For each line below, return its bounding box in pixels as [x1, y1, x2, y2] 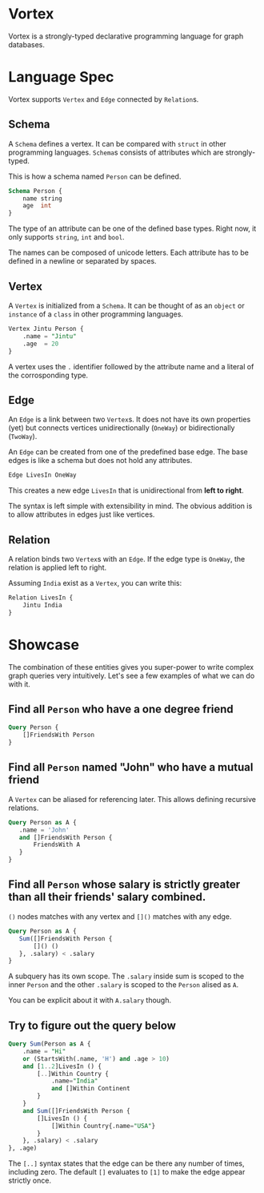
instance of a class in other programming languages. [8, 309, 184, 319]
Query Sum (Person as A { [8, 1040, 91, 1048]
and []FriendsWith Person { [18, 833, 113, 841]
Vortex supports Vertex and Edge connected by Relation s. [8, 94, 199, 104]
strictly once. [8, 1175, 52, 1186]
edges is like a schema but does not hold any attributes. [8, 456, 193, 466]
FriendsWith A [33, 840, 81, 849]
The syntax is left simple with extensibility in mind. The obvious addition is [8, 502, 253, 511]
